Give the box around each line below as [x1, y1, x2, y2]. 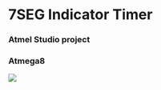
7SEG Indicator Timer [8, 6, 153, 24]
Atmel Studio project [8, 34, 91, 45]
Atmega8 [8, 56, 46, 67]
